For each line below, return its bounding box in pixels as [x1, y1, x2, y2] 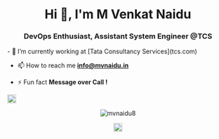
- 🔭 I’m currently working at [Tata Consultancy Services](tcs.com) [7, 47, 198, 55]
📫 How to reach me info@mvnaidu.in [17, 61, 129, 69]
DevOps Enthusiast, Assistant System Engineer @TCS [23, 32, 213, 41]
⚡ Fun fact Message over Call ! [17, 78, 108, 86]
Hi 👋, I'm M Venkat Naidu [44, 6, 192, 22]
